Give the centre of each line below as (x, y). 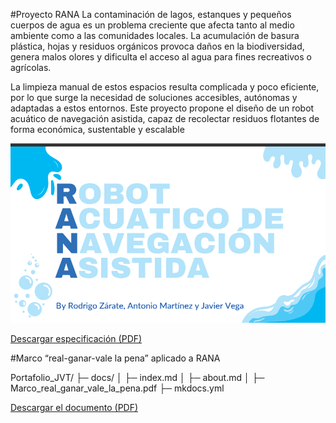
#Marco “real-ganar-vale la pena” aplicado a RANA (115, 358)
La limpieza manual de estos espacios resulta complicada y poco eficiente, (165, 87)
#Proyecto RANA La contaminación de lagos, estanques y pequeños (151, 14)
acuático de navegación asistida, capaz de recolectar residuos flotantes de (165, 118)
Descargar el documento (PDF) (74, 408)
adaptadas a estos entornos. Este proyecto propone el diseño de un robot (162, 108)
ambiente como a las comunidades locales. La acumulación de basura (155, 35)
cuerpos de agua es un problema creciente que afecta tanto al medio (152, 25)
